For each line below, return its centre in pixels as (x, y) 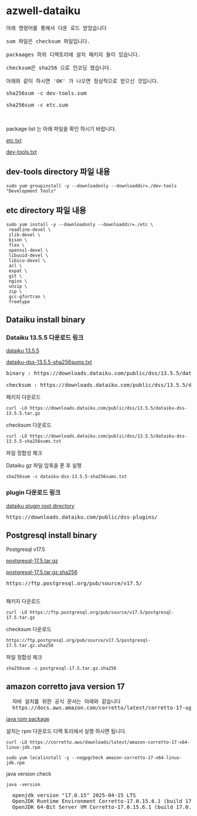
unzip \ (18, 286)
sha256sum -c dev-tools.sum (46, 93)
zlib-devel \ (25, 235)
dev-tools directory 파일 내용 (58, 172)
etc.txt (14, 140)
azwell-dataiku (43, 11)
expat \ (18, 271)
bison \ (18, 240)
